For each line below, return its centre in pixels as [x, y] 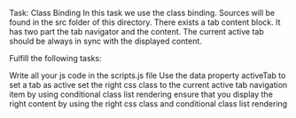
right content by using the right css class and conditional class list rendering [148, 104]
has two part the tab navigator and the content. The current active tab [136, 31]
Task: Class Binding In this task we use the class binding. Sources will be [142, 13]
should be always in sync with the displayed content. [105, 41]
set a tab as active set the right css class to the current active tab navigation [148, 85]
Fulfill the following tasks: [55, 58]
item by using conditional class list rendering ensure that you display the [141, 94]
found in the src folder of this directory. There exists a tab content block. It [145, 22]
